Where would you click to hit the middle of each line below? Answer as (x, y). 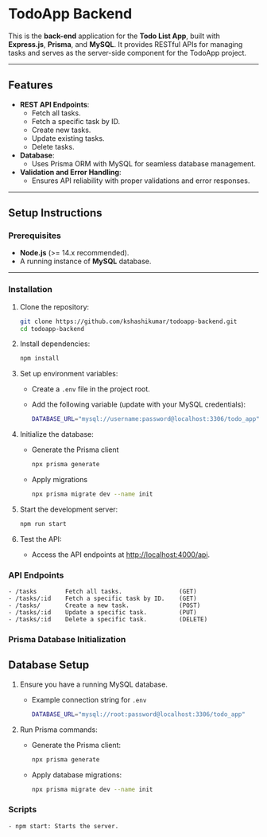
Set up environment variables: (69, 374)
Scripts (23, 810)
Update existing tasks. (68, 138)
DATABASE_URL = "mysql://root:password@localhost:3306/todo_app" (139, 714)
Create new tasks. (61, 130)
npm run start (43, 524)
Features (31, 86)
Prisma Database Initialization (67, 640)
